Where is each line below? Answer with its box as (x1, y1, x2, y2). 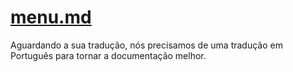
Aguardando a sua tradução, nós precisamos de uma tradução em (10, 39, 283, 51)
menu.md (10, 6, 92, 29)
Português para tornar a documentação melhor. (10, 49, 207, 61)
